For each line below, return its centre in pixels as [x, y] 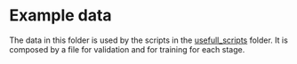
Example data [61, 16]
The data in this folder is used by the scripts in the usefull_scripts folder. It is [149, 40]
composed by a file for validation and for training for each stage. [127, 49]
